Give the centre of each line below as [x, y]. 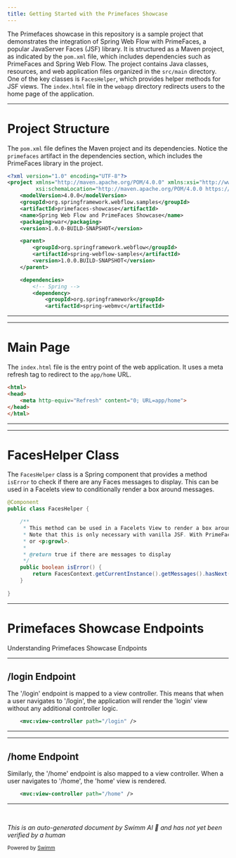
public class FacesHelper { [48, 509]
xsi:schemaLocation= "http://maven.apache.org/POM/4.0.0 [119, 189]
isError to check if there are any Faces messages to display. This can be [113, 482]
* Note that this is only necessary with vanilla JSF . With [112, 535]
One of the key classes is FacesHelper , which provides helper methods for [114, 79]
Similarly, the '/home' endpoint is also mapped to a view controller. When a [115, 774]
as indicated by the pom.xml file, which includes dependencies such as [109, 56]
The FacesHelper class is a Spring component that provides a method [107, 474]
